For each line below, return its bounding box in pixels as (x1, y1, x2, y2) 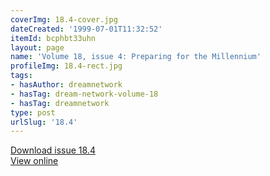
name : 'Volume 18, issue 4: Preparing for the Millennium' (10, 52, 262, 62)
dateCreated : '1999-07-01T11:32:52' (10, 24, 163, 34)
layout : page (10, 42, 65, 53)
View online (10, 155, 59, 167)
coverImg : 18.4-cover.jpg (10, 14, 118, 25)
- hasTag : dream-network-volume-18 (10, 89, 159, 99)
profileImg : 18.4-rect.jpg (10, 61, 123, 71)
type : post (10, 107, 56, 118)
